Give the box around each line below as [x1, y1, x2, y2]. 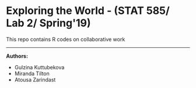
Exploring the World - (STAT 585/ [6, 4, 170, 17]
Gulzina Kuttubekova [14, 64, 65, 71]
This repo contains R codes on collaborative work [6, 36, 125, 43]
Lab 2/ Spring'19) [6, 16, 92, 30]
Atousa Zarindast [14, 76, 56, 83]
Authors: [6, 52, 28, 59]
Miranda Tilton [14, 70, 50, 77]
